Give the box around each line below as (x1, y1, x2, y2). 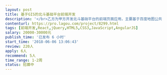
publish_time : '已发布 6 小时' (5, 35, 66, 40)
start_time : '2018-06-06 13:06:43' (5, 39, 79, 44)
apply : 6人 (5, 48, 27, 53)
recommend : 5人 (5, 53, 36, 58)
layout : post (5, 7, 32, 12)
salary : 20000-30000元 (5, 30, 51, 35)
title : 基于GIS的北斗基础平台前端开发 (5, 12, 76, 17)
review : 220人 (5, 44, 34, 49)
